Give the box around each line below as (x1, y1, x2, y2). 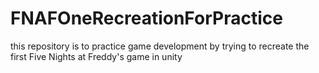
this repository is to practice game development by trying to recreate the (10, 40, 310, 52)
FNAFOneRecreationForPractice (10, 7, 283, 30)
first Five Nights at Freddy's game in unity (10, 50, 183, 62)
